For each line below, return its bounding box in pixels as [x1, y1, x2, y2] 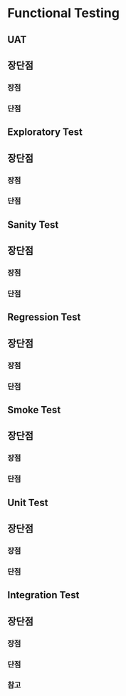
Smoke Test [7, 404, 61, 416]
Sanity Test [7, 218, 59, 231]
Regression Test [7, 311, 81, 323]
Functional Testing [7, 5, 120, 21]
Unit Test [7, 496, 48, 508]
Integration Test [7, 589, 80, 601]
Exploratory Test [7, 126, 83, 138]
